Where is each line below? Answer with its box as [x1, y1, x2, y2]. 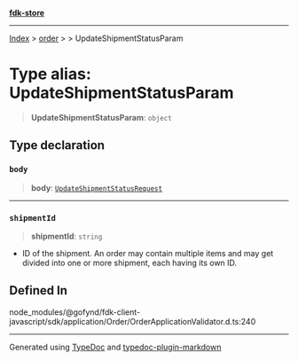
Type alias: [9, 64, 91, 84]
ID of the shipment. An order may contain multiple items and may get [21, 247, 274, 258]
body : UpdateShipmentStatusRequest [30, 182, 162, 193]
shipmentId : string [30, 231, 103, 241]
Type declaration [9, 137, 105, 153]
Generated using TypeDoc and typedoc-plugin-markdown [9, 341, 222, 352]
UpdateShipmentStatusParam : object [30, 112, 173, 122]
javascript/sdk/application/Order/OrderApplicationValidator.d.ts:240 [9, 316, 256, 326]
